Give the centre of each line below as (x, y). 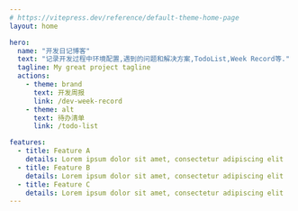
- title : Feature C (54, 184)
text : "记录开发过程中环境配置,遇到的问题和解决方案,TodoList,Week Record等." (154, 60)
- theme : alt (50, 109)
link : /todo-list (66, 126)
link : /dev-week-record (78, 101)
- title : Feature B (54, 168)
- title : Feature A (54, 151)
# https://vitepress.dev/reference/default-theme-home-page (125, 18)
